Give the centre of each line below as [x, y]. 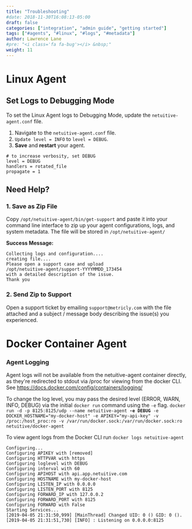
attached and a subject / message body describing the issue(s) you [87, 314]
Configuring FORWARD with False [46, 505]
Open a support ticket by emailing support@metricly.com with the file [89, 307]
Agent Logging [28, 362]
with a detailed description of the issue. [60, 275]
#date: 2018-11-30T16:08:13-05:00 [48, 17]
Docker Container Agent [67, 344]
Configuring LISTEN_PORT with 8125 [50, 489]
